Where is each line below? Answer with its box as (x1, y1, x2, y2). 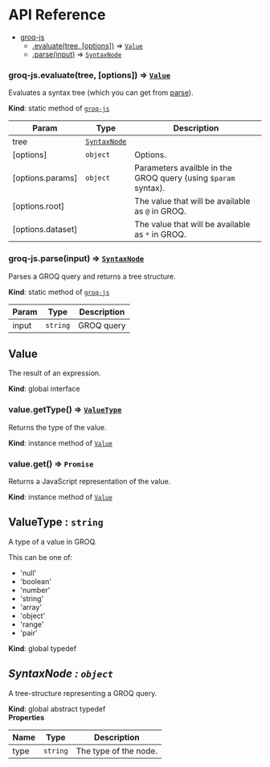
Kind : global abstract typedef (8, 703, 106, 714)
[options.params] (12, 172, 78, 184)
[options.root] (12, 201, 64, 212)
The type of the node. (76, 745, 158, 757)
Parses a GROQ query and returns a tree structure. (8, 272, 176, 281)
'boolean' (19, 576, 52, 586)
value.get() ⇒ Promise (8, 458, 94, 469)
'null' (19, 568, 37, 578)
